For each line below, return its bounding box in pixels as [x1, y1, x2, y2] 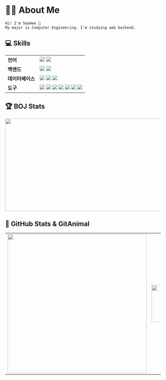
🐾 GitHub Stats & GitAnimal [5, 220, 90, 228]
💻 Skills [5, 39, 31, 47]
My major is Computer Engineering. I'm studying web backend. [5, 25, 136, 30]
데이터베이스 [7, 75, 36, 82]
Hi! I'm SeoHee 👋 [5, 21, 41, 26]
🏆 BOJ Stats [5, 102, 45, 111]
